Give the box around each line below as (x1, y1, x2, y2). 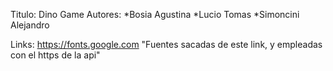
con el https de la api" (10, 49, 101, 61)
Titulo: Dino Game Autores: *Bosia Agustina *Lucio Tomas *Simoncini (10, 9, 300, 20)
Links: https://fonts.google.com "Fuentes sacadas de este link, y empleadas (10, 39, 323, 50)
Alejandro (10, 19, 50, 31)
